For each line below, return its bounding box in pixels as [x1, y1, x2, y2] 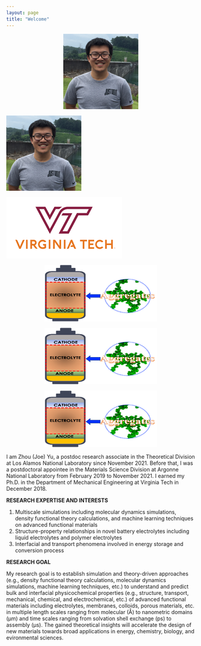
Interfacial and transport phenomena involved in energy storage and [14, 540, 184, 547]
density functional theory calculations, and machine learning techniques [14, 515, 194, 522]
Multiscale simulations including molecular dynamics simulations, [14, 508, 176, 515]
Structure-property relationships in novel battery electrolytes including [14, 527, 190, 535]
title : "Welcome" [6, 16, 50, 22]
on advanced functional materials [14, 521, 98, 528]
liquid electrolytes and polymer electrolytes [14, 533, 122, 541]
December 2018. [6, 485, 47, 492]
